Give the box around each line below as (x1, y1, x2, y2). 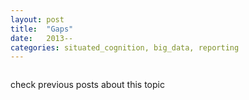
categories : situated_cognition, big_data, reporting (10, 42, 240, 53)
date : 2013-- (10, 33, 74, 43)
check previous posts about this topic (10, 79, 165, 91)
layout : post (10, 14, 65, 25)
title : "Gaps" (10, 24, 74, 34)
